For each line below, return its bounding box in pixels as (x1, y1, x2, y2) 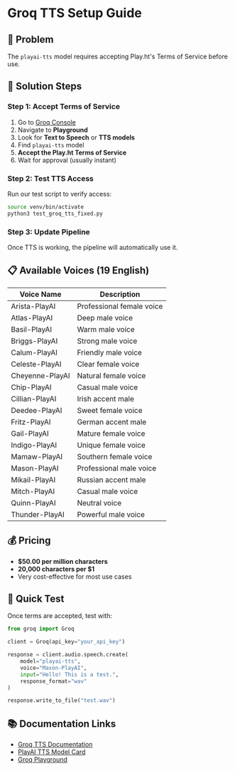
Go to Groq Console (17, 117, 76, 126)
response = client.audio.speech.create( (7, 651, 129, 659)
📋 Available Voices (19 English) (7, 265, 150, 277)
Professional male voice (77, 463, 157, 473)
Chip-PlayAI (11, 382, 52, 392)
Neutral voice (77, 498, 122, 508)
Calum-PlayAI (11, 347, 58, 357)
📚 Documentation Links (7, 718, 116, 730)
